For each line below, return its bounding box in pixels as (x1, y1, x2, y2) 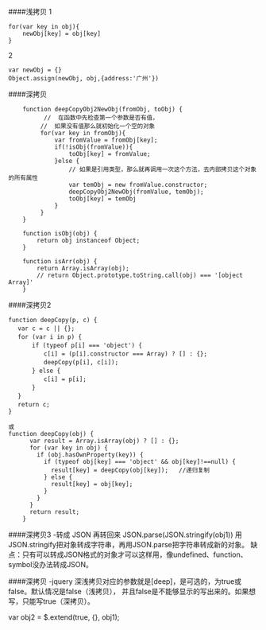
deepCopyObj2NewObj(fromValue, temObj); (68, 188, 204, 196)
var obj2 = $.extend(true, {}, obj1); (8, 612, 120, 622)
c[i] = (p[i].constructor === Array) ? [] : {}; (43, 350, 208, 358)
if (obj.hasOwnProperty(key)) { (37, 451, 145, 459)
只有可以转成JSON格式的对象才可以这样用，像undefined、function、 (21, 550, 248, 559)
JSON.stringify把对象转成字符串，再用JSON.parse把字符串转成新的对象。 (8, 540, 249, 549)
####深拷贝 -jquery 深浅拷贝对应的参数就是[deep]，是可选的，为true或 (8, 577, 242, 586)
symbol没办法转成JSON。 (8, 560, 94, 569)
